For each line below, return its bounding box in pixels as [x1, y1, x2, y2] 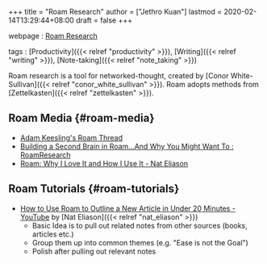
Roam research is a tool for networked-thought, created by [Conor [8, 71, 229, 80]
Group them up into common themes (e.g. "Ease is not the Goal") [31, 237, 248, 247]
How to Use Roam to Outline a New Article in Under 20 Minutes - [19, 203, 236, 213]
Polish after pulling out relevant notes [31, 246, 156, 256]
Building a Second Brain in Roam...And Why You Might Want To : [19, 141, 234, 151]
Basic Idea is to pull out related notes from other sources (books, [31, 220, 248, 230]
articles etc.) [31, 229, 74, 239]
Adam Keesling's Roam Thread [19, 132, 123, 142]
